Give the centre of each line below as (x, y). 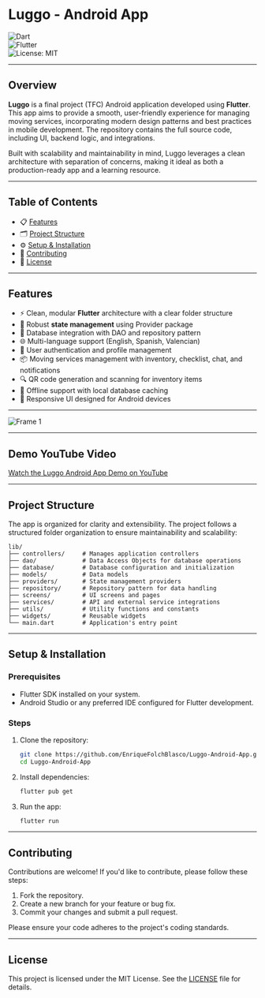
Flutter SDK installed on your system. (80, 694)
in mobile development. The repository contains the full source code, (120, 129)
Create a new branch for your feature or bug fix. (97, 904)
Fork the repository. (52, 895)
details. (20, 987)
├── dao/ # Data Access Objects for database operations (125, 561)
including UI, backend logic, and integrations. (82, 138)
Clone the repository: (54, 740)
